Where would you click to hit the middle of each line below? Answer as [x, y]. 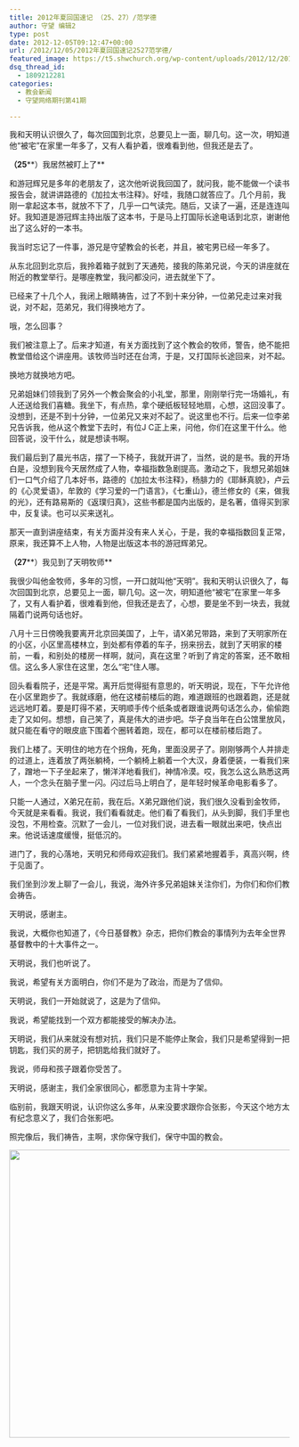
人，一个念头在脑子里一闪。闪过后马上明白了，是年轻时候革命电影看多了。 [145, 783]
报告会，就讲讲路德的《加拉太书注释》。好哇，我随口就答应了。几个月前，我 [148, 195]
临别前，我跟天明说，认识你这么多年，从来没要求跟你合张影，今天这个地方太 [149, 1107]
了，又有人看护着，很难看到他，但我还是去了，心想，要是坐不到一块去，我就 [149, 603]
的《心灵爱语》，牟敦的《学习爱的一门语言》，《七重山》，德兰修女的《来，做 [145, 491]
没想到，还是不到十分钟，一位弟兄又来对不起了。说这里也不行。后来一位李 [145, 416]
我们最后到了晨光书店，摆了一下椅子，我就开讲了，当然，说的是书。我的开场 [149, 458]
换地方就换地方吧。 [44, 375]
